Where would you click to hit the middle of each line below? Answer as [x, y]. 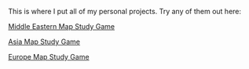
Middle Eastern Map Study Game [62, 26]
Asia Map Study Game [44, 42]
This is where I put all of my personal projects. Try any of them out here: [125, 11]
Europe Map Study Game [49, 57]
